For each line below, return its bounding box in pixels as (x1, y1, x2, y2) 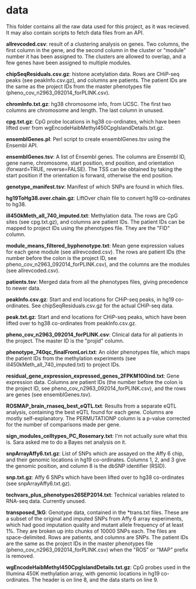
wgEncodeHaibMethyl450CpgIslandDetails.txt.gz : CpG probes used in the (6, 563, 191, 571)
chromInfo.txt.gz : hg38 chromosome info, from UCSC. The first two (6, 100, 171, 107)
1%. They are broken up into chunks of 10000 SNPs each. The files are (6, 528, 177, 535)
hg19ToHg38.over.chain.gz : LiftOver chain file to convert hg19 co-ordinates (6, 194, 191, 201)
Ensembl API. (6, 142, 38, 149)
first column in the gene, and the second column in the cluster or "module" (6, 46, 186, 53)
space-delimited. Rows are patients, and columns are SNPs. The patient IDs (6, 533, 188, 540)
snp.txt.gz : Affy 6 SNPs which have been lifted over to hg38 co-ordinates (6, 474, 184, 481)
